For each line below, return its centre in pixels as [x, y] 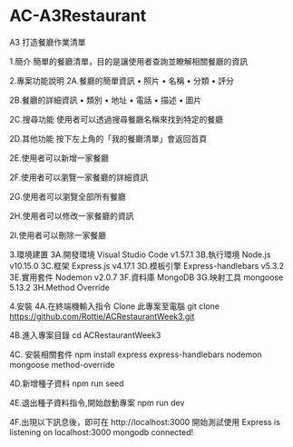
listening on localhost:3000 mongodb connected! [102, 432]
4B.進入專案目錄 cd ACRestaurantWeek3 [85, 335]
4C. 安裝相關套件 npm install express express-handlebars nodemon [136, 354]
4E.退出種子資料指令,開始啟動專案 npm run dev [97, 402]
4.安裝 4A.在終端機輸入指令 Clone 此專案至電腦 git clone [115, 306]
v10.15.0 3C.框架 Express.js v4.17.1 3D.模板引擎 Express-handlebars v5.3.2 [146, 265]
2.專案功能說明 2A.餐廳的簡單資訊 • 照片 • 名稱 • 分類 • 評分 [122, 80]
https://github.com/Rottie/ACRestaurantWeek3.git [102, 316]
